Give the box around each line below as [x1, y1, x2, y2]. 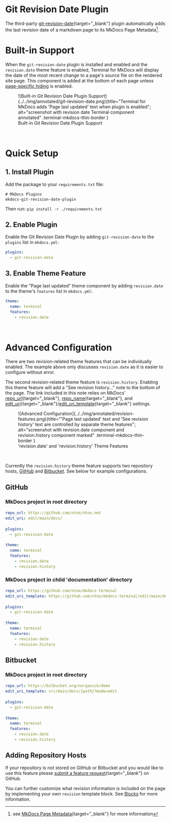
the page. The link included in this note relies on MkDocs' [5, 390, 126, 396]
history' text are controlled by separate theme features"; [18, 421, 136, 428]
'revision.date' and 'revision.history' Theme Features [18, 443, 128, 449]
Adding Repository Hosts [5, 751, 87, 760]
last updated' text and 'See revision [74, 416, 149, 422]
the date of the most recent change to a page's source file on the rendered [5, 72, 162, 78]
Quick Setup [5, 148, 59, 159]
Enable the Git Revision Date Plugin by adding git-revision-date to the [5, 234, 154, 240]
